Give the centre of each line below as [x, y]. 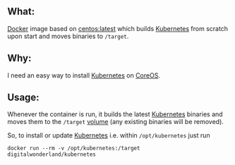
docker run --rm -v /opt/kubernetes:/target [74, 148]
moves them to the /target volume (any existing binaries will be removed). [116, 122]
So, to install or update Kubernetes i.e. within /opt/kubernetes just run [109, 135]
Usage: [24, 98]
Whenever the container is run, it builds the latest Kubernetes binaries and [115, 114]
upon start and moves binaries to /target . [68, 36]
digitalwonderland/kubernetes [52, 154]
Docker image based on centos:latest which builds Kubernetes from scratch [117, 28]
